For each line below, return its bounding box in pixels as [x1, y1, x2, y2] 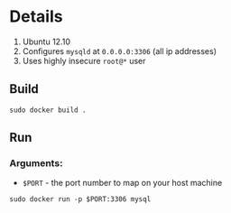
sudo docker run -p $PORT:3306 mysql [9, 195, 152, 204]
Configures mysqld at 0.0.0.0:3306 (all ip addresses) [22, 45, 217, 56]
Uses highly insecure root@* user [22, 55, 146, 66]
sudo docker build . [9, 106, 88, 115]
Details [9, 6, 63, 27]
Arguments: [9, 157, 63, 170]
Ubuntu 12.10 [22, 36, 70, 47]
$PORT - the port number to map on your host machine [22, 178, 223, 189]
